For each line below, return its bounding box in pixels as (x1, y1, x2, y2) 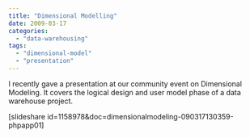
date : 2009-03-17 (8, 19, 67, 27)
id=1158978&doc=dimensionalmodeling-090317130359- (47, 111, 234, 121)
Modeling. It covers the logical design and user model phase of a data (8, 87, 241, 97)
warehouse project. (8, 96, 74, 106)
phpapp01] (8, 120, 44, 130)
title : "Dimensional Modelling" (8, 11, 117, 20)
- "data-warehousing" (15, 34, 89, 43)
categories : (8, 27, 49, 35)
